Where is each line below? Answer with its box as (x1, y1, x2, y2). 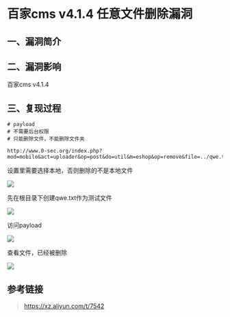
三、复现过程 (7, 102, 62, 114)
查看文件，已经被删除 (7, 249, 67, 257)
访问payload (7, 221, 42, 229)
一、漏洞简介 (7, 36, 62, 47)
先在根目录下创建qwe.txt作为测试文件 (7, 194, 113, 202)
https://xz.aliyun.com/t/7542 (23, 302, 105, 310)
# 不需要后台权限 (7, 128, 49, 136)
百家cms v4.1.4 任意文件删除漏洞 (7, 6, 193, 22)
